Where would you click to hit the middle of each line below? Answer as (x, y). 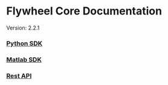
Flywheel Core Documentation (84, 11)
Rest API (19, 75)
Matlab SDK (24, 60)
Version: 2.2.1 (23, 28)
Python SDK (24, 43)
